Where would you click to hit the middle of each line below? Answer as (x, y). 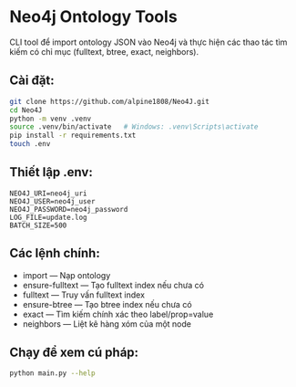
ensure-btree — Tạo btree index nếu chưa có (107, 304)
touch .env (30, 144)
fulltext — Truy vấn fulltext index (84, 295)
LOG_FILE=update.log (49, 217)
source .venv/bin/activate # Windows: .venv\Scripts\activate (134, 127)
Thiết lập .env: (51, 172)
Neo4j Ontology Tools (93, 17)
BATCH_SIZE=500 (38, 225)
